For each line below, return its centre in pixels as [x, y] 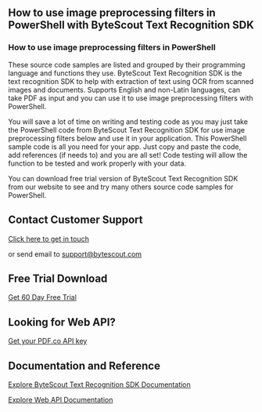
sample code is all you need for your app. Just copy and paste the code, [125, 146]
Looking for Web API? [62, 322]
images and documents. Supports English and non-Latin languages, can [124, 89]
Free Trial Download [58, 278]
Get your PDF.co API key [48, 341]
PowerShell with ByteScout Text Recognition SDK [131, 26]
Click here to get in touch [49, 239]
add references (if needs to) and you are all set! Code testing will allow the [128, 155]
